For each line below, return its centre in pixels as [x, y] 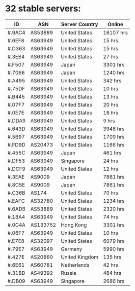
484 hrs [112, 273]
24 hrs [111, 161]
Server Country [80, 24]
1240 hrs [114, 73]
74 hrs [111, 217]
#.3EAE [16, 177]
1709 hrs [114, 137]
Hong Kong [74, 225]
